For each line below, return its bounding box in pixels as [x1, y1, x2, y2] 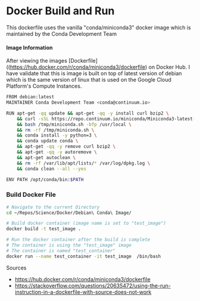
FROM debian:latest [6, 94, 55, 100]
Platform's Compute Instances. [6, 82, 82, 90]
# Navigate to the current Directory [6, 204, 100, 210]
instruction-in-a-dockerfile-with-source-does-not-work [14, 288, 152, 296]
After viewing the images [6, 57, 67, 64]
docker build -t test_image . [6, 226, 82, 232]
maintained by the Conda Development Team [6, 30, 117, 37]
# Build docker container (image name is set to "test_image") [6, 221, 167, 226]
